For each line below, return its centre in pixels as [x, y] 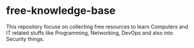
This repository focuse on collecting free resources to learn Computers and [97, 27]
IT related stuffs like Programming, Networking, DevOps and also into [90, 32]
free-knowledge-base [61, 11]
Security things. [25, 39]
